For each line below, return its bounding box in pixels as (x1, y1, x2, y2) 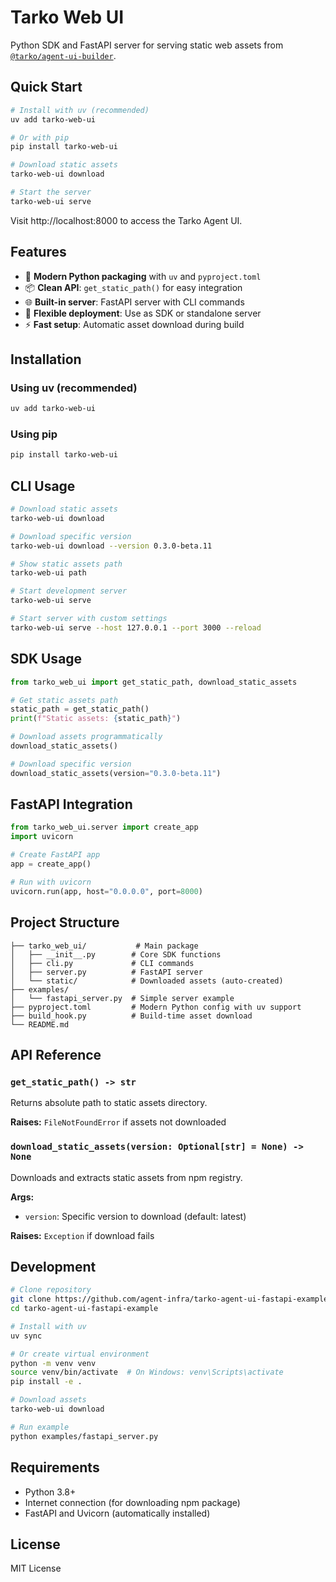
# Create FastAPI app (10, 850, 101, 860)
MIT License (10, 1562, 62, 1575)
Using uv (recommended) (10, 381, 138, 395)
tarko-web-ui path (10, 568, 87, 578)
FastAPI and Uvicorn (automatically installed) (24, 1507, 211, 1519)
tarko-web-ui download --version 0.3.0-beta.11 (10, 541, 213, 551)
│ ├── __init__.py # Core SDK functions (10, 949, 222, 960)
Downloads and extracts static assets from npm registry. (10, 1171, 243, 1183)
